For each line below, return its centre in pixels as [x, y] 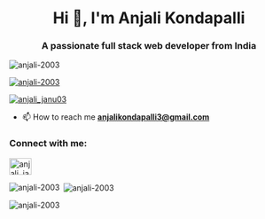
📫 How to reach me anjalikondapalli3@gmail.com [116, 117]
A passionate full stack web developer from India [149, 46]
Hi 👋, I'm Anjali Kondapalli [149, 18]
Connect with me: [48, 144]
